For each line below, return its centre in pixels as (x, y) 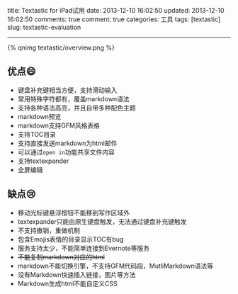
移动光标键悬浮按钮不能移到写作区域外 (73, 213)
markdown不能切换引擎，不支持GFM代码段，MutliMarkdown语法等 (115, 266)
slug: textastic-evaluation (44, 27)
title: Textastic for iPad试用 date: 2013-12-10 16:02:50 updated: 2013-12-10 (116, 10)
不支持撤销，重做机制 (49, 230)
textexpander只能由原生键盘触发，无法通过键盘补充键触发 (102, 221)
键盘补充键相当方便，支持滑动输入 (67, 90)
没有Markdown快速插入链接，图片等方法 (76, 274)
